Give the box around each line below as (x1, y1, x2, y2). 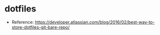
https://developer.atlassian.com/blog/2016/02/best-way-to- (35, 19, 155, 25)
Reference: (11, 19, 34, 25)
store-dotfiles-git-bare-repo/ (11, 24, 70, 30)
